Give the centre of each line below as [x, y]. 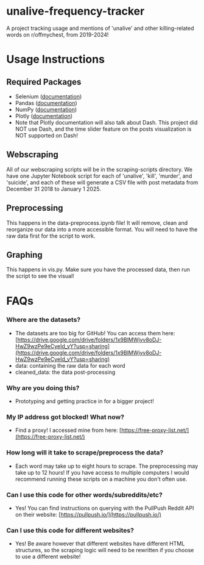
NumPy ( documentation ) [46, 109]
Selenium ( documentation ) [48, 97]
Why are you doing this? [43, 388]
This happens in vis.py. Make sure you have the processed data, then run [98, 269]
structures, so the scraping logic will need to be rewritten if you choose [104, 550]
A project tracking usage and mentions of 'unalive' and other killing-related [100, 28]
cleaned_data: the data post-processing [65, 372]
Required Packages [44, 82]
